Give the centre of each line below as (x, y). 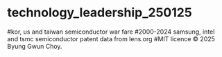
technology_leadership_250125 (100, 13)
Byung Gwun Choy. (35, 46)
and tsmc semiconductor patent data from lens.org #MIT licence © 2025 (111, 38)
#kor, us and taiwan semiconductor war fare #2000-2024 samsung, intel (111, 32)
